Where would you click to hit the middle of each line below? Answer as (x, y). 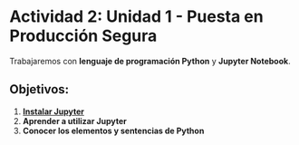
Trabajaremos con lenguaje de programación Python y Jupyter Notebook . (150, 61)
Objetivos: (39, 89)
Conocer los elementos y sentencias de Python (113, 130)
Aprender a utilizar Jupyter (74, 121)
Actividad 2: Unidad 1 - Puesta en (137, 17)
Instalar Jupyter (53, 111)
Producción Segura (83, 36)
